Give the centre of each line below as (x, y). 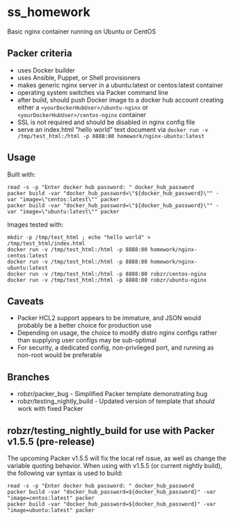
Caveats (25, 301)
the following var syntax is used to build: (65, 473)
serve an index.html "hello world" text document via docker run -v (113, 129)
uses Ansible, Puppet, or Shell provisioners (79, 77)
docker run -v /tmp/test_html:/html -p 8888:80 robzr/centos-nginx (107, 274)
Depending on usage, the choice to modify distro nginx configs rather (117, 333)
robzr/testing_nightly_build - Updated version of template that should (116, 401)
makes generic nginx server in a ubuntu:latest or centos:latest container (120, 85)
